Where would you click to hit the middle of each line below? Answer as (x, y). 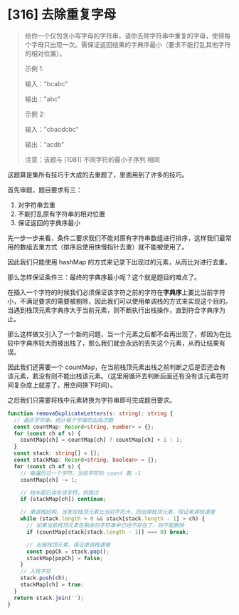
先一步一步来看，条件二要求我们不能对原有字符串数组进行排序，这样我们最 (116, 238)
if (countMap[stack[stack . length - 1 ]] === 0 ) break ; (108, 532)
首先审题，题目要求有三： (45, 190)
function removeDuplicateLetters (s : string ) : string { (90, 413)
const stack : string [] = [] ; (57, 453)
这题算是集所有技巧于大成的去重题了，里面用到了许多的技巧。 (98, 175)
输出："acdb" (44, 144)
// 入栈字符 (36, 572)
